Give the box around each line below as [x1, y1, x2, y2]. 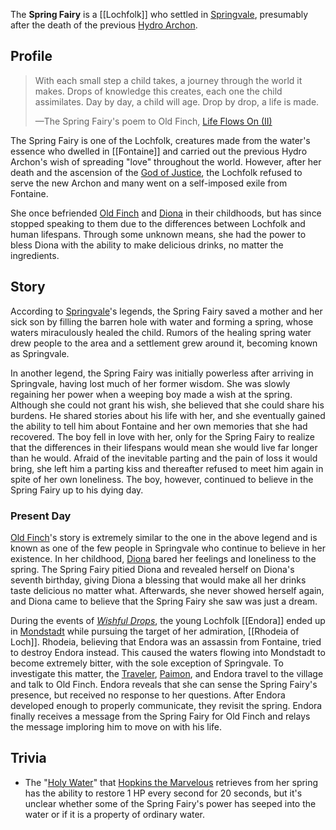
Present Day [10, 509, 72, 523]
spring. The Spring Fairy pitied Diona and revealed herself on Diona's [10, 563, 295, 575]
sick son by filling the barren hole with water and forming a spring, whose [10, 315, 314, 328]
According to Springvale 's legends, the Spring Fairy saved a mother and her [10, 305, 323, 317]
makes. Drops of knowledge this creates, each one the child [34, 85, 283, 97]
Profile [10, 48, 53, 65]
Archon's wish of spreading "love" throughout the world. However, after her [10, 155, 322, 168]
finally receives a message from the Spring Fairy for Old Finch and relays [10, 710, 311, 722]
